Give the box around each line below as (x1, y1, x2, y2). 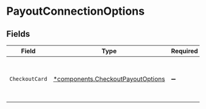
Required (170, 47, 198, 55)
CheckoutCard (9, 75, 48, 82)
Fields (6, 29, 31, 39)
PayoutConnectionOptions (6, 4, 145, 18)
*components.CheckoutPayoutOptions (53, 75, 166, 83)
